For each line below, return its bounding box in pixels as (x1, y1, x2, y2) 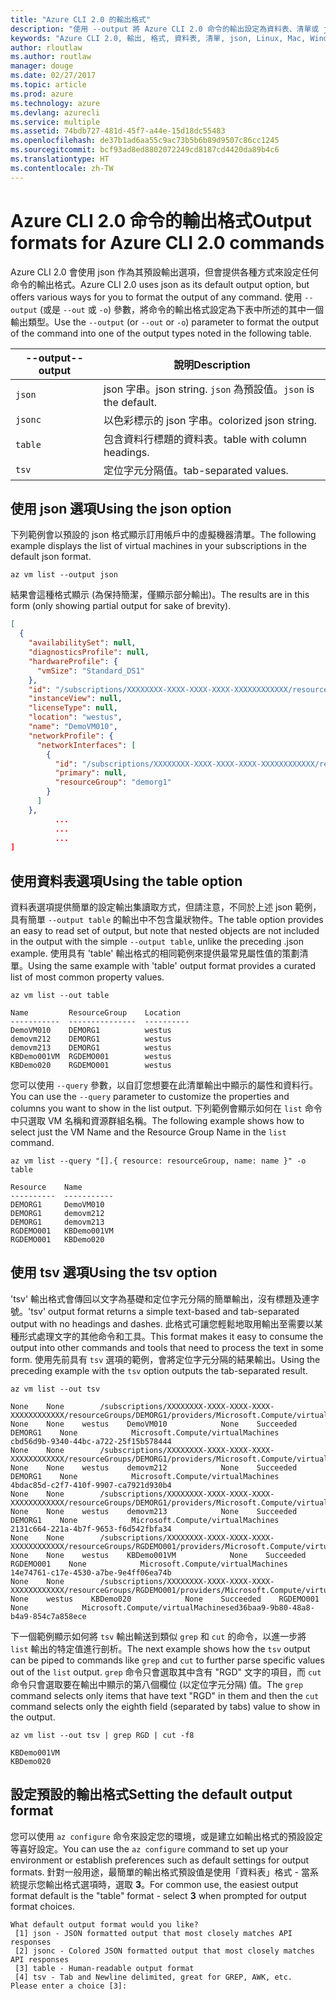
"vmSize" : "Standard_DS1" (36, 666, 145, 676)
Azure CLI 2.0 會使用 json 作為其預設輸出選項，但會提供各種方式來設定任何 (10, 266, 319, 278)
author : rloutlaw (10, 42, 83, 53)
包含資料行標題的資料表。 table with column (103, 432, 307, 446)
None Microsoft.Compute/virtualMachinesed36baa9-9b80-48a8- (10, 1602, 315, 1613)
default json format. (10, 551, 92, 563)
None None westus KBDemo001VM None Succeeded (10, 1550, 307, 1560)
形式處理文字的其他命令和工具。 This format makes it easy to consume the (18, 1330, 324, 1342)
